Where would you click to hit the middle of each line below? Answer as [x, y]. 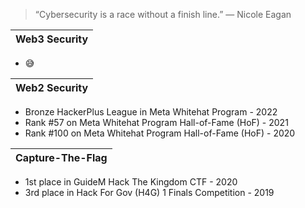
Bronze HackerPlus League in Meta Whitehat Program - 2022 [151, 112]
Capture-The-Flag [61, 157]
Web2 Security [52, 87]
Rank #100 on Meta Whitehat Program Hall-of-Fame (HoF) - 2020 [160, 133]
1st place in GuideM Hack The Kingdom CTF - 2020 [131, 182]
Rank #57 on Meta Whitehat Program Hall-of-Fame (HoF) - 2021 [156, 122]
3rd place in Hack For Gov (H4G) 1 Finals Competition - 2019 [149, 192]
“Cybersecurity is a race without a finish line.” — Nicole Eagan [163, 14]
